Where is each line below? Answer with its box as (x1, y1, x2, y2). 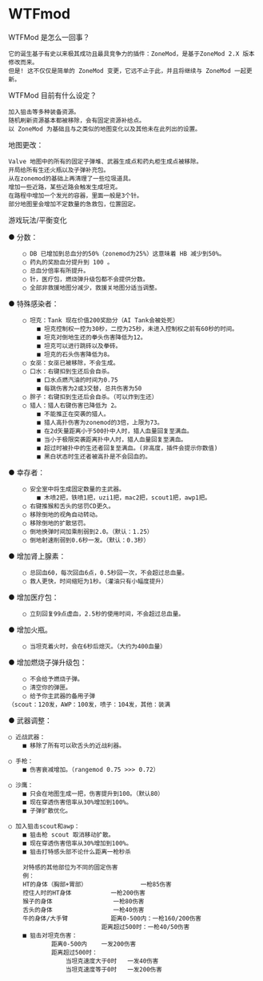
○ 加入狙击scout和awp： (8, 822, 80, 830)
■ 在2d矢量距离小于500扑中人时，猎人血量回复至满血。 (37, 426, 193, 435)
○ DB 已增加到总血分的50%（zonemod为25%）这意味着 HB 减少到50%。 (22, 249, 225, 257)
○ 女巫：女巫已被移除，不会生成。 (22, 358, 120, 367)
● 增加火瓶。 (8, 624, 52, 634)
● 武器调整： (8, 715, 52, 725)
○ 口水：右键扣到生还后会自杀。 (22, 367, 114, 375)
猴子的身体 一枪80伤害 (22, 897, 145, 906)
